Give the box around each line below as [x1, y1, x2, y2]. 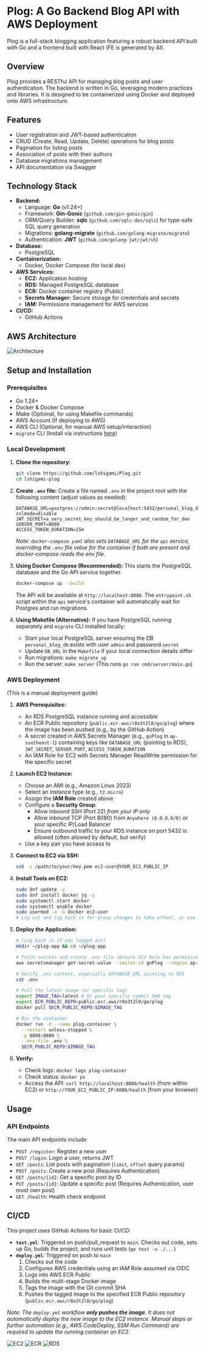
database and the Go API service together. [15, 568, 122, 576]
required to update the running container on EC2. [7, 1328, 130, 1335]
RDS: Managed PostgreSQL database [24, 281, 119, 289]
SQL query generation [24, 223, 81, 230]
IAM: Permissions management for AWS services [24, 300, 149, 308]
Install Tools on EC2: [15, 874, 69, 881]
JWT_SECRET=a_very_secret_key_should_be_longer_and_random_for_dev [15, 516, 190, 522]
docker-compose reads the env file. [15, 550, 106, 557]
